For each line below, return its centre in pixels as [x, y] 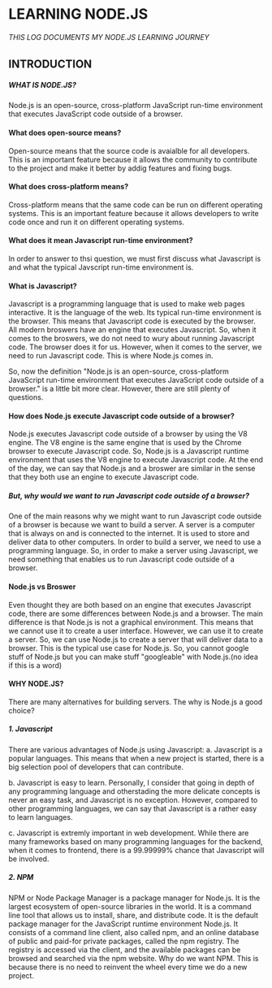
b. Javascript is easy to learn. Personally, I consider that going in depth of [132, 782]
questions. [26, 397]
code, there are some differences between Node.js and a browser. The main [136, 613]
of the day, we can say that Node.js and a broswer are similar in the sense [132, 469]
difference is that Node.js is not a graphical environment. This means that [131, 622]
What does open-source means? [65, 132]
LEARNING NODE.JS [78, 14]
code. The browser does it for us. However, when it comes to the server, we [135, 347]
